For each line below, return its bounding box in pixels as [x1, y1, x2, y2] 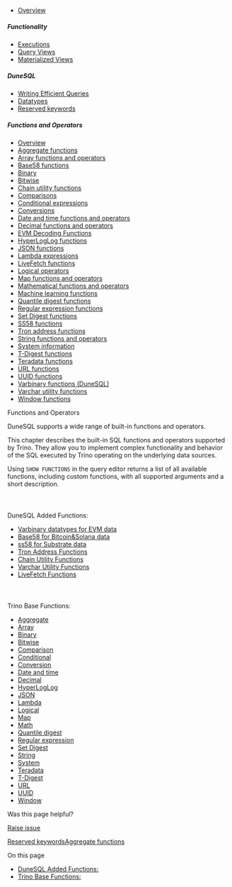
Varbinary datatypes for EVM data [17, 525, 117, 533]
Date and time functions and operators [17, 213, 131, 222]
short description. [7, 479, 59, 488]
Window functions [17, 394, 71, 403]
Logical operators [17, 266, 69, 275]
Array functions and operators [17, 153, 106, 162]
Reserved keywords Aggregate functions [7, 837, 125, 846]
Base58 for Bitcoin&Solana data [17, 532, 110, 541]
